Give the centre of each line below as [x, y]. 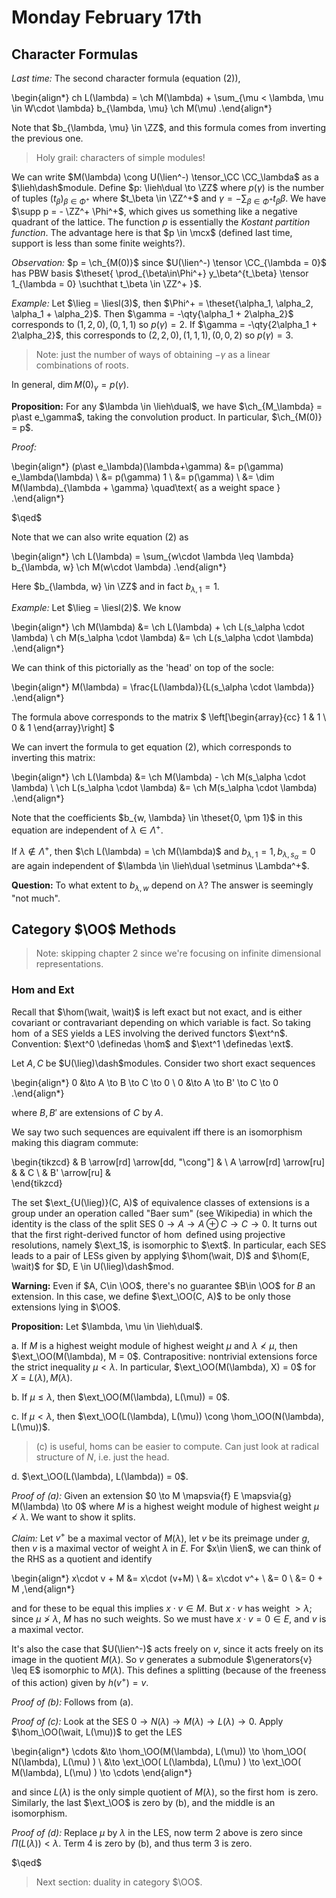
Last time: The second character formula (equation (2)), [126, 78]
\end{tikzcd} [37, 1183]
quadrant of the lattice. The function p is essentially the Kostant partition [161, 222]
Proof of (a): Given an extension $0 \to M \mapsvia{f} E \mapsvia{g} [152, 1495]
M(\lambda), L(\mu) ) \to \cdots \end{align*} [102, 1773]
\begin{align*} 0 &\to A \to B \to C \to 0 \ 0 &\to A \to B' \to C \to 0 [145, 1082]
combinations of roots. [82, 365]
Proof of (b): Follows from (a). [72, 1702]
